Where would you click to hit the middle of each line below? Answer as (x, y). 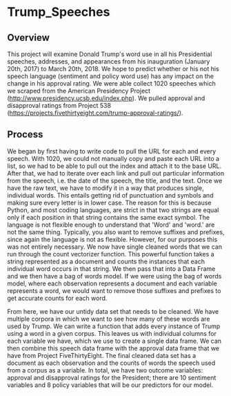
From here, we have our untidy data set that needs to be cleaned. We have (113, 311)
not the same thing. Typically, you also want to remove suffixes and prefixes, (116, 232)
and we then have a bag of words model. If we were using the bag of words (114, 276)
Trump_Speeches (59, 12)
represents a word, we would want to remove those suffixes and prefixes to (114, 290)
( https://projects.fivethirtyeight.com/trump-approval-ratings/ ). (95, 113)
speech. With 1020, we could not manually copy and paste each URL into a (113, 158)
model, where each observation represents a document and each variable (112, 283)
